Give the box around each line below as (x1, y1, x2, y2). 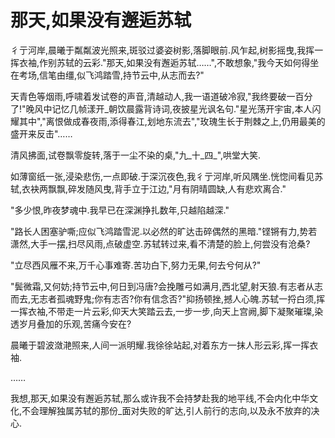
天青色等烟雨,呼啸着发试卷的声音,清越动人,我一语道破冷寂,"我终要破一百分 (10, 90, 313, 102)
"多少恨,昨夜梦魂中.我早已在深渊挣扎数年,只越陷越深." (10, 204, 230, 216)
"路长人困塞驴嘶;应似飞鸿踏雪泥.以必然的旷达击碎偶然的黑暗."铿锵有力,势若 (10, 225, 318, 237)
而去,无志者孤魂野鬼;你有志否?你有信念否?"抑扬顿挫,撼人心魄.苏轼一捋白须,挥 (10, 292, 326, 305)
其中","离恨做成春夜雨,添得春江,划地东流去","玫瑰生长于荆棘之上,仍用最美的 (18, 115, 326, 127)
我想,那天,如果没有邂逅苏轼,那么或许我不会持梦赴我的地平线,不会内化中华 (10, 392, 310, 404)
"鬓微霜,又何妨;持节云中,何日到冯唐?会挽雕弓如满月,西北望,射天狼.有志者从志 (10, 280, 324, 292)
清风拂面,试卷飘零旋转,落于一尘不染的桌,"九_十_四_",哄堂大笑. (10, 149, 262, 161)
